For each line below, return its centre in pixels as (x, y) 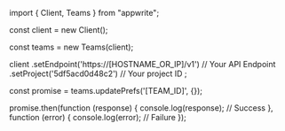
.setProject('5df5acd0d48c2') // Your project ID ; (99, 73)
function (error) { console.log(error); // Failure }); (98, 117)
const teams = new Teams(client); (71, 47)
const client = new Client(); (59, 30)
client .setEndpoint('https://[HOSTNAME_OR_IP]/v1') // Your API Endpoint (142, 64)
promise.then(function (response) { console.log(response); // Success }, (141, 108)
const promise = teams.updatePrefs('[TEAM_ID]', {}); (106, 91)
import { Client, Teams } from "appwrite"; (84, 13)
